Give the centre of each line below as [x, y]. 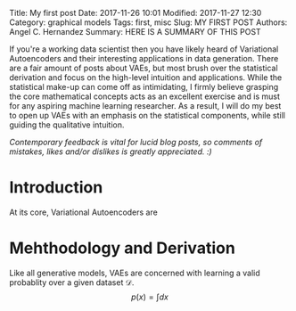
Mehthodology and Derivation [123, 248]
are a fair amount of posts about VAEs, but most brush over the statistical [144, 68]
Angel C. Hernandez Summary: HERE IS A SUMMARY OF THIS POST [135, 32]
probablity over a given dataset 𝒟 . [72, 282]
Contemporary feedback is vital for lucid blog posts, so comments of [136, 142]
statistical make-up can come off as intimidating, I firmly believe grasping [144, 87]
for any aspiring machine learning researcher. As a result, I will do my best [145, 106]
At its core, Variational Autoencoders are [83, 212]
